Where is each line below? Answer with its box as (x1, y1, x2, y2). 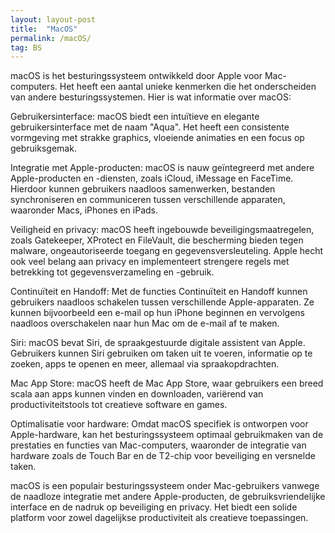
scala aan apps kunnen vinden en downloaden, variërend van (10, 388, 264, 400)
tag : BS (10, 42, 43, 53)
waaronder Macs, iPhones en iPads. (10, 204, 159, 216)
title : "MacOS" (10, 24, 78, 34)
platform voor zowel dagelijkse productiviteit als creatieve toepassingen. (10, 512, 309, 524)
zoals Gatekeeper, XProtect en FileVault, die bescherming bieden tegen (10, 234, 304, 246)
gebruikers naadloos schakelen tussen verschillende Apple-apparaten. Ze (10, 296, 315, 308)
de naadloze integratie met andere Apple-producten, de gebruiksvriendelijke (10, 491, 326, 503)
